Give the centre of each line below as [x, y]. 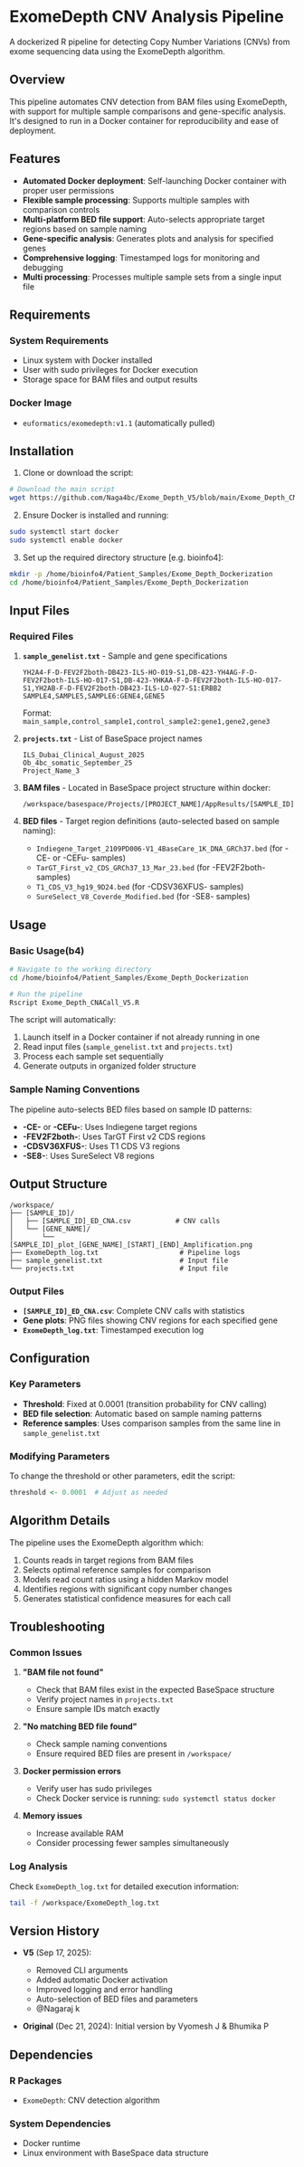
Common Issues [46, 1652]
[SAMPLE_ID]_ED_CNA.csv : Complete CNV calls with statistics [133, 1310]
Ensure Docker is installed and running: [95, 515]
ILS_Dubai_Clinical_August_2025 [83, 756]
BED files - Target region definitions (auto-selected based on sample [151, 822]
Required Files [42, 636]
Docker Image [41, 403]
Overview [38, 80]
